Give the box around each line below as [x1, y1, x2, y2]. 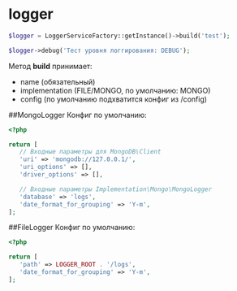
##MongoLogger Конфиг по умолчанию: [8, 110, 148, 119]
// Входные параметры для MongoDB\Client [19, 148, 162, 156]
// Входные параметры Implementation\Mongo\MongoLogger [19, 185, 213, 193]
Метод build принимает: [8, 61, 93, 71]
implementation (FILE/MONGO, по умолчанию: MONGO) [19, 85, 211, 95]
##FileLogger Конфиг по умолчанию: [8, 223, 136, 232]
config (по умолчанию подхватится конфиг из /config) [19, 94, 208, 104]
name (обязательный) [19, 76, 96, 86]
